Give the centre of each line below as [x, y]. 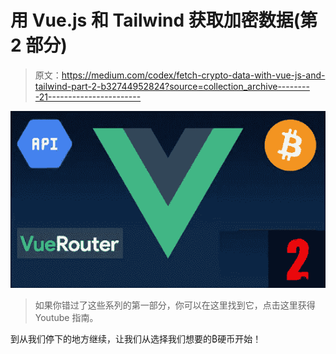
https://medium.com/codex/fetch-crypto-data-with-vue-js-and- [193, 75]
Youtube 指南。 [66, 318]
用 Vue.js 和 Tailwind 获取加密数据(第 [164, 20]
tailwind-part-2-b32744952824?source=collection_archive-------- [172, 86]
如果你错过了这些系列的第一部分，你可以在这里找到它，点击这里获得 [175, 305]
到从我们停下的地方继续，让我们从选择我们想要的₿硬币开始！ [136, 339]
